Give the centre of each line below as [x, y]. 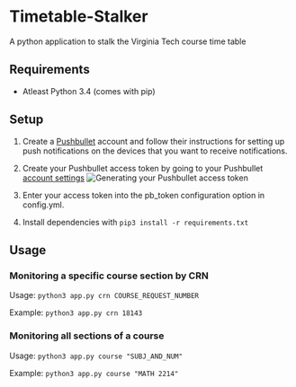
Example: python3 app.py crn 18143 [76, 312]
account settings [54, 178]
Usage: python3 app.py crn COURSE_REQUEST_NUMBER [104, 295]
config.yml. [43, 205]
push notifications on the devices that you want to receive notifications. [155, 151]
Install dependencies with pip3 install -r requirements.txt [135, 222]
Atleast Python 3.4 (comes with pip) [89, 91]
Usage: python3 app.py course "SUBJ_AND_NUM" [96, 356]
